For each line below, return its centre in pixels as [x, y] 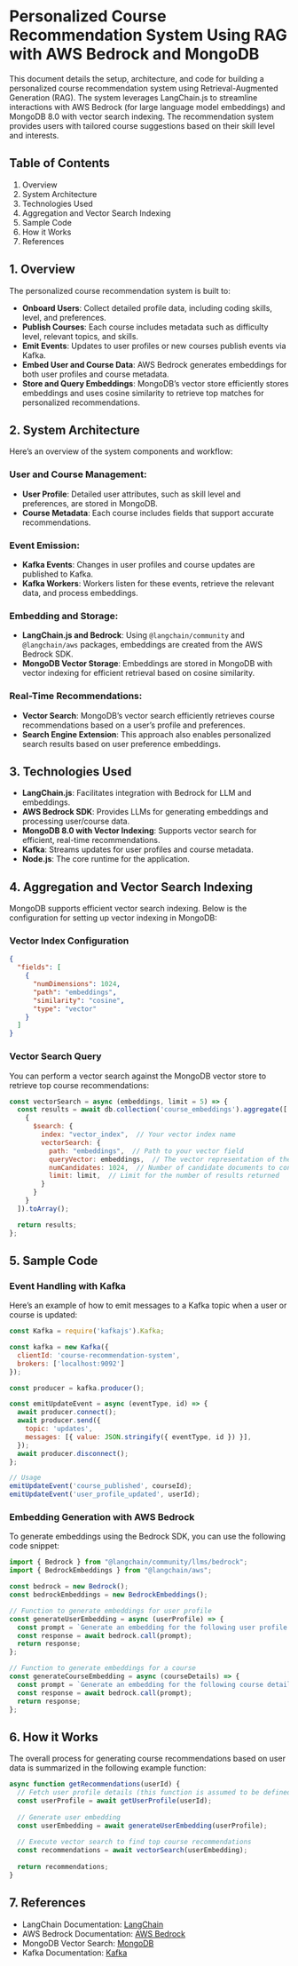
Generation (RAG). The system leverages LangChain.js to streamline [133, 97]
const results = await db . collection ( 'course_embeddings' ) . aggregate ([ [153, 1110]
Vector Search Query [55, 1056]
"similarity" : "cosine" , [78, 1000]
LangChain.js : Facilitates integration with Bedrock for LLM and [137, 793]
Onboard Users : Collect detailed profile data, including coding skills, [147, 307]
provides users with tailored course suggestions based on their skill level [142, 125]
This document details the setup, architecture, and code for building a [137, 78]
